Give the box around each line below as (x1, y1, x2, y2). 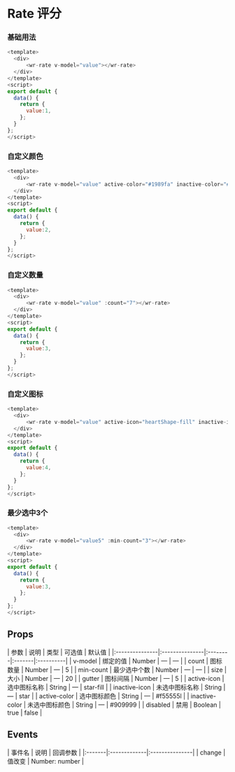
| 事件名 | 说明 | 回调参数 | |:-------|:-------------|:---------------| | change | (7, 748, 226, 757)
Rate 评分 (7, 6, 62, 22)
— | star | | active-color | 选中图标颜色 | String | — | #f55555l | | (7, 691, 190, 700)
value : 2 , (25, 226, 52, 233)
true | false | (7, 708, 43, 717)
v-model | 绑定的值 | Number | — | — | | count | (73, 656, 208, 665)
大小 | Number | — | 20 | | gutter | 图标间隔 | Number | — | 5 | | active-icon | (7, 674, 225, 682)
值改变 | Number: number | (7, 757, 85, 765)
